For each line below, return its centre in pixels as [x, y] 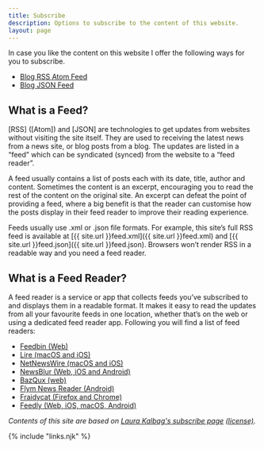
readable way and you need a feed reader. [77, 253]
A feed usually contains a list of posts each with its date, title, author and [127, 179]
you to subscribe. [37, 61]
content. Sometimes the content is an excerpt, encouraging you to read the [131, 187]
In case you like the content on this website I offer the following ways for [126, 53]
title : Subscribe [37, 15]
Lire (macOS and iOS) [55, 355]
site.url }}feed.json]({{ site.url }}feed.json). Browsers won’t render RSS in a [130, 245]
